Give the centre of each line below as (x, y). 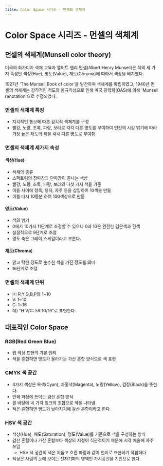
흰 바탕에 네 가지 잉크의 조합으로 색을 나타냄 (54, 402)
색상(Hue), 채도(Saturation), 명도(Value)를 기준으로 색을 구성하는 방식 (79, 434)
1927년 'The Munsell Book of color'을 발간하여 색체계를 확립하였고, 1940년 (77, 84)
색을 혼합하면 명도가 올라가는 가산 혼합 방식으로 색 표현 (64, 359)
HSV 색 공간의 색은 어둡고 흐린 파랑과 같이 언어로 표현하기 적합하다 (83, 453)
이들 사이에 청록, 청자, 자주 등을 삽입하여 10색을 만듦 (62, 191)
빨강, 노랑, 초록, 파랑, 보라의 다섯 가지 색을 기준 (57, 184)
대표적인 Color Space (37, 328)
